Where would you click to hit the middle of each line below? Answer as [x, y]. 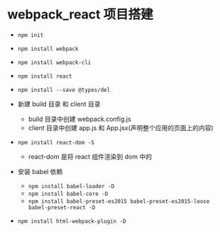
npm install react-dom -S [56, 142]
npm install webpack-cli [54, 62]
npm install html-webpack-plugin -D [72, 221]
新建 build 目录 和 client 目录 [59, 104]
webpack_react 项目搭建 [81, 14]
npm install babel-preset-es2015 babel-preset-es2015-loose [119, 201]
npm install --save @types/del [64, 90]
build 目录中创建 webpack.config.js [79, 119]
